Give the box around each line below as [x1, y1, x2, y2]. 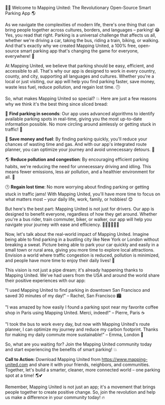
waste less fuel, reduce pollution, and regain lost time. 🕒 [5, 84, 121, 90]
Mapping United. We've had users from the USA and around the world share [5, 272, 160, 278]
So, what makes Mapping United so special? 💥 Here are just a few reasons [5, 95, 157, 101]
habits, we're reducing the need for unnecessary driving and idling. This [5, 164, 151, 169]
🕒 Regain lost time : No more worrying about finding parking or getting [5, 184, 149, 190]
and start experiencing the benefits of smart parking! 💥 [5, 347, 117, 352]
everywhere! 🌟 [5, 53, 35, 59]
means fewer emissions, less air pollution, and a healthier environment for [5, 169, 155, 175]
